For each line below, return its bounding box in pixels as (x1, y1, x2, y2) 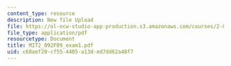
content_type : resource (7, 10, 76, 17)
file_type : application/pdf (7, 29, 88, 36)
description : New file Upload (7, 16, 94, 23)
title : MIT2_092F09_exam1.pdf (7, 42, 94, 49)
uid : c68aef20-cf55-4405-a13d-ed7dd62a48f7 (7, 49, 134, 56)
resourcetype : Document (7, 36, 76, 43)
